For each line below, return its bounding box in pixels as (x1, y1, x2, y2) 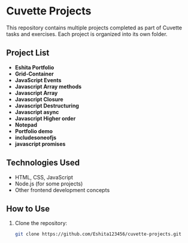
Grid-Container (14, 70, 54, 77)
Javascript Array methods (14, 83, 82, 90)
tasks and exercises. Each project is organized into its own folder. (6, 30, 168, 37)
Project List (6, 48, 50, 58)
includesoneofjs (14, 134, 57, 141)
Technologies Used (6, 158, 80, 168)
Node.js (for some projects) (14, 180, 83, 187)
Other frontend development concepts (14, 186, 110, 193)
